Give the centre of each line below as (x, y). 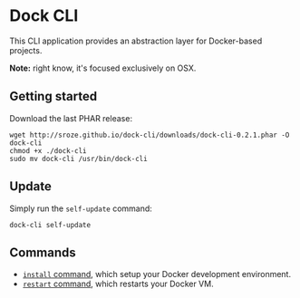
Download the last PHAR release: (71, 118)
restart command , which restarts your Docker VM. (118, 284)
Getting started (53, 96)
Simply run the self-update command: (81, 208)
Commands (43, 252)
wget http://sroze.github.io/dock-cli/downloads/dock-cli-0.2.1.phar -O (150, 135)
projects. (26, 50)
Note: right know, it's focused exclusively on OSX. (103, 68)
